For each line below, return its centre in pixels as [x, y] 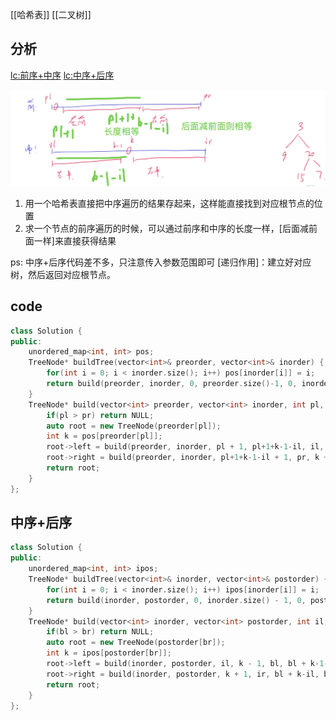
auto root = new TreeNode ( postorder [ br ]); [136, 643]
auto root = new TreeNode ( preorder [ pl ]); [134, 426]
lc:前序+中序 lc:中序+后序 [62, 75]
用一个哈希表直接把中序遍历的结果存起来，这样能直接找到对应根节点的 [169, 203]
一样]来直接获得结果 [75, 240]
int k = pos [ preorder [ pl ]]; [104, 436]
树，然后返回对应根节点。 [63, 274]
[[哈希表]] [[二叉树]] [51, 14]
